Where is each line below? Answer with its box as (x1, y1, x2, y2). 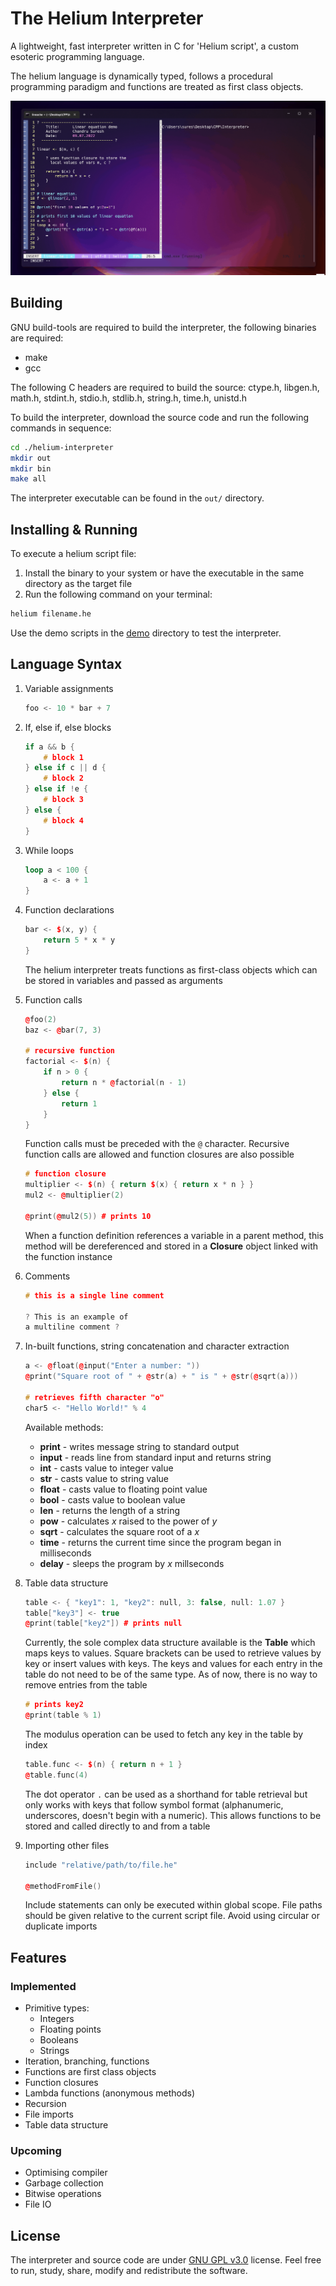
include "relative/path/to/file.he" (24, 1860, 178, 1870)
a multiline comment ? (24, 1322, 120, 1332)
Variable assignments (24, 682, 114, 694)
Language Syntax (10, 656, 123, 673)
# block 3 (43, 795, 84, 805)
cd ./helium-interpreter (10, 442, 114, 452)
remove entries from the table (24, 1679, 148, 1691)
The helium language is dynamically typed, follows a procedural (10, 70, 273, 82)
